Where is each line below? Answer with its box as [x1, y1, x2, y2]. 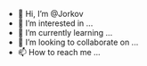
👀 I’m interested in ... [17, 18, 94, 29]
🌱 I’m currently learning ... [17, 28, 113, 37]
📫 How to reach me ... [17, 47, 101, 57]
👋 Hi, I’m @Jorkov [17, 9, 84, 19]
